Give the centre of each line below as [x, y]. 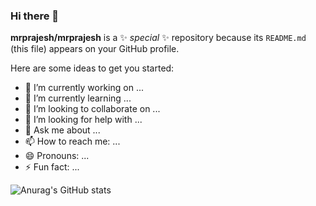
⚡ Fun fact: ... [52, 167]
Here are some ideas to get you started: [92, 68]
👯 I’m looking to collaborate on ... [92, 109]
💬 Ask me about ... [62, 130]
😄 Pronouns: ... [57, 156]
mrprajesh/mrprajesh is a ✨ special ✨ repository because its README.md [158, 38]
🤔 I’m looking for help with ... [83, 120]
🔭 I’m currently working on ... [84, 88]
